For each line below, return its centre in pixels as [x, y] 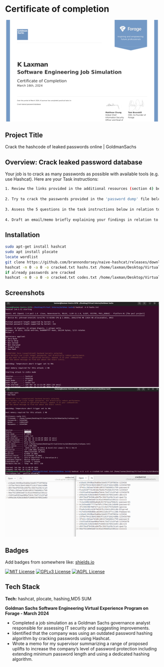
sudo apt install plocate [31, 252]
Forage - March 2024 [27, 613]
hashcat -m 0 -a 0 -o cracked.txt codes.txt [51, 278]
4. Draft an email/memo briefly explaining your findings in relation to [82, 220]
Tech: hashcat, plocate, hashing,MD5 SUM [48, 599]
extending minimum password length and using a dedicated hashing [81, 654]
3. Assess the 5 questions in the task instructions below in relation [79, 209]
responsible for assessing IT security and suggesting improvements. [81, 628]
